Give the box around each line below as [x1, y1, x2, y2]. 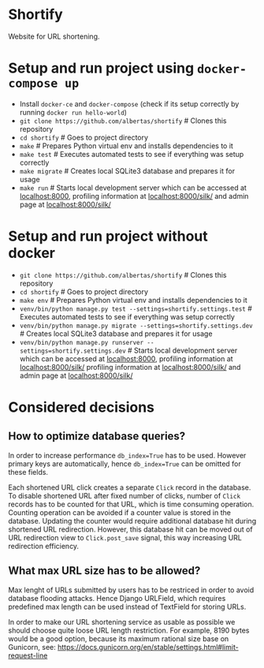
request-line [8, 651, 48, 660]
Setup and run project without [8, 227, 209, 245]
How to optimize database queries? [8, 430, 186, 443]
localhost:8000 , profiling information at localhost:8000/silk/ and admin [19, 191, 249, 200]
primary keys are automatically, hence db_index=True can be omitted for [8, 459, 242, 468]
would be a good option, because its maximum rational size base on [8, 633, 229, 644]
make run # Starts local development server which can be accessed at [19, 183, 247, 192]
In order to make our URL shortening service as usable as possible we [8, 617, 236, 626]
